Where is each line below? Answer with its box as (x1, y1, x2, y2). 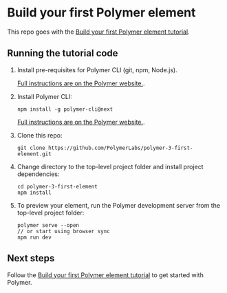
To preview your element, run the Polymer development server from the (17, 201, 221, 209)
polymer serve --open (17, 221, 79, 228)
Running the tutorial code (7, 47, 118, 59)
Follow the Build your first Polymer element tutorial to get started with (7, 270, 204, 279)
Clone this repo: (17, 131, 63, 139)
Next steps (7, 252, 55, 264)
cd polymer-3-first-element (17, 183, 98, 190)
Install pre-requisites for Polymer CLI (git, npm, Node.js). (17, 65, 177, 74)
